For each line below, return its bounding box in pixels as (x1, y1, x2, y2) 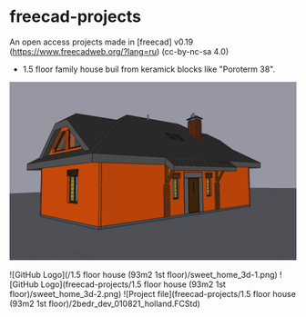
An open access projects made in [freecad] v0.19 (9, 36, 194, 47)
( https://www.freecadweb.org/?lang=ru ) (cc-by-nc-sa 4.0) (9, 45, 229, 56)
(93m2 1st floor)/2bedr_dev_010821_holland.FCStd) (9, 298, 200, 309)
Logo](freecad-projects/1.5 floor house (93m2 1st (40, 279, 226, 290)
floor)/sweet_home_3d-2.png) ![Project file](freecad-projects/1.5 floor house (9, 288, 296, 299)
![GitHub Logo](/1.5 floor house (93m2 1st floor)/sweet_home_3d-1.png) (9, 269, 278, 280)
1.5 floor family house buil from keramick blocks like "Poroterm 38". (22, 64, 276, 74)
